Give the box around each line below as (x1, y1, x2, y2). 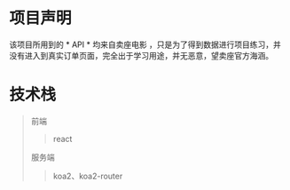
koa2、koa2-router (52, 170, 123, 181)
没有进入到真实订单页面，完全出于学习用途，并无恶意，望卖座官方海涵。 (9, 50, 273, 60)
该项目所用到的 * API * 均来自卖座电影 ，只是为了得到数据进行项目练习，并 (9, 39, 282, 50)
